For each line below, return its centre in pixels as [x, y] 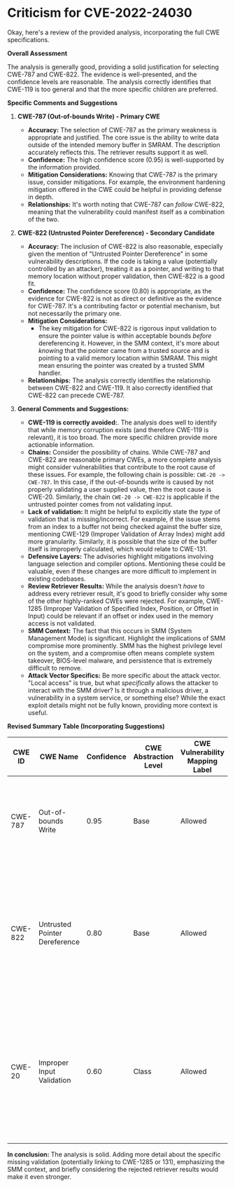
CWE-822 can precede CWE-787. [76, 395]
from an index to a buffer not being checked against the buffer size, [125, 526]
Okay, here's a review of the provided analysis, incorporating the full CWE [114, 32]
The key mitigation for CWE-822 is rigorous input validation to [127, 328]
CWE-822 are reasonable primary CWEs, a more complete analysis [124, 460]
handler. [50, 373]
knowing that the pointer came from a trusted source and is [124, 350]
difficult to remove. [55, 668]
